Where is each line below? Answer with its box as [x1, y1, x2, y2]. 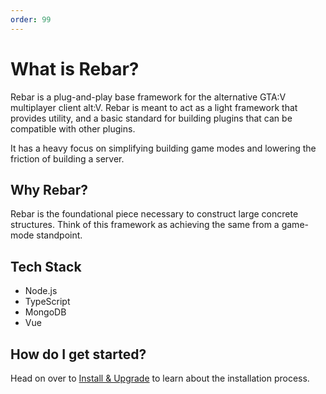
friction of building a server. [10, 152, 125, 165]
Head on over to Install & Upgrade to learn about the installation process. [10, 372, 310, 384]
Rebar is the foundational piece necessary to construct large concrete [10, 208, 299, 220]
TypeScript [24, 296, 71, 308]
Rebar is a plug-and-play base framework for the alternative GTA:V [10, 91, 287, 103]
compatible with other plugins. [10, 122, 136, 135]
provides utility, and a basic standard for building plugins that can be [10, 112, 293, 124]
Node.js [24, 285, 58, 297]
